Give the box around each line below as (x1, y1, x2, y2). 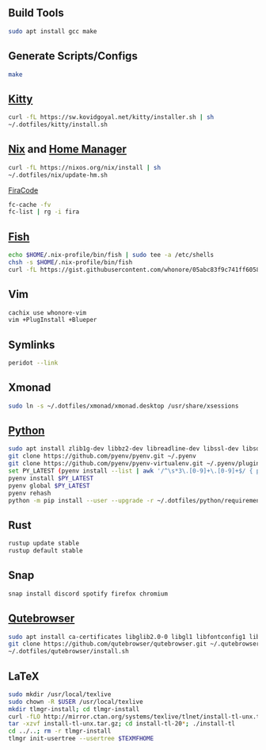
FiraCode (8, 186, 39, 195)
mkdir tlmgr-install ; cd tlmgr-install (8, 705, 140, 713)
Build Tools (8, 6, 65, 20)
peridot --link (8, 359, 59, 367)
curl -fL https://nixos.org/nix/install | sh (8, 163, 161, 171)
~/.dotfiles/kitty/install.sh (8, 121, 108, 129)
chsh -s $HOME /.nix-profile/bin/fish (8, 258, 133, 266)
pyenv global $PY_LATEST (8, 481, 90, 490)
